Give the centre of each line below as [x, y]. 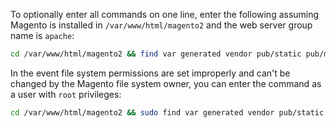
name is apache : [42, 35]
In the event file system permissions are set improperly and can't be [150, 73]
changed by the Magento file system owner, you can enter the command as [166, 83]
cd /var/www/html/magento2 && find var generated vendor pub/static [156, 54]
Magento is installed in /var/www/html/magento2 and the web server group [161, 25]
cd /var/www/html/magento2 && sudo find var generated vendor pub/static [167, 112]
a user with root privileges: [66, 94]
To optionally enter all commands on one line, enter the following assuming [165, 14]
